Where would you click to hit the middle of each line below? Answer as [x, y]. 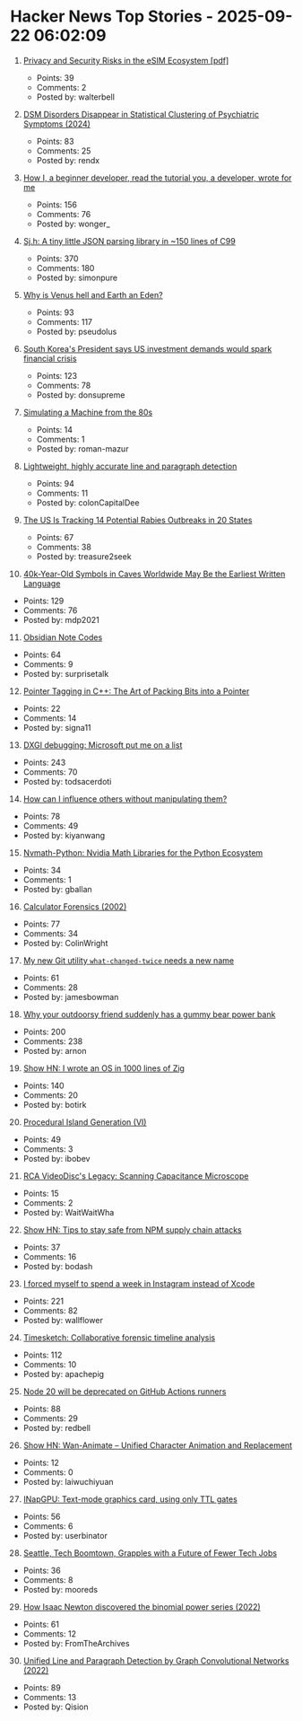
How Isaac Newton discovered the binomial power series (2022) [142, 1607]
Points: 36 [42, 1570]
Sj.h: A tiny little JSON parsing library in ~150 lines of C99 [129, 241]
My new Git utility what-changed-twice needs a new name [129, 960]
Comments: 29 [51, 1418]
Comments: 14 [50, 718]
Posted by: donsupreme [81, 395]
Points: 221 [43, 1301]
